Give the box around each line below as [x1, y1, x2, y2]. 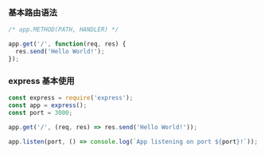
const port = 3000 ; [8, 109, 73, 116]
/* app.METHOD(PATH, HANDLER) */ [8, 26, 119, 34]
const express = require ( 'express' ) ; [8, 94, 134, 102]
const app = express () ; [8, 101, 88, 109]
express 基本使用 [8, 75, 75, 86]
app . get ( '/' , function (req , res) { [8, 40, 127, 49]
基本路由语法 [8, 6, 58, 18]
